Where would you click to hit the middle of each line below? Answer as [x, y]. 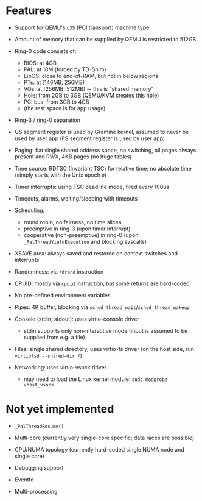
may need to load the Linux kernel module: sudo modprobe [96, 379]
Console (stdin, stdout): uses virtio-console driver [77, 319]
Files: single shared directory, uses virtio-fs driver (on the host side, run [104, 349]
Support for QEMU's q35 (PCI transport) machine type [82, 27]
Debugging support [39, 467]
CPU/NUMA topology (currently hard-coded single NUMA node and [99, 449]
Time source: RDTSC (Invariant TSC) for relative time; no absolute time [103, 168]
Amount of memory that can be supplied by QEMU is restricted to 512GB [105, 39]
